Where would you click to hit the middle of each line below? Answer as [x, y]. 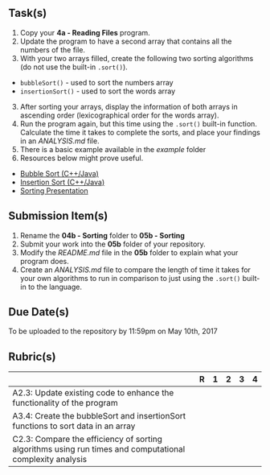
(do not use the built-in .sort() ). [74, 67]
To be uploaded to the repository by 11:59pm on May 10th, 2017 [113, 331]
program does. [45, 261]
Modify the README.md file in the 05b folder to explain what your [129, 252]
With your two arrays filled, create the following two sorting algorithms [137, 58]
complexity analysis [49, 460]
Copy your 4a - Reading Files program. [85, 32]
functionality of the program [65, 403]
